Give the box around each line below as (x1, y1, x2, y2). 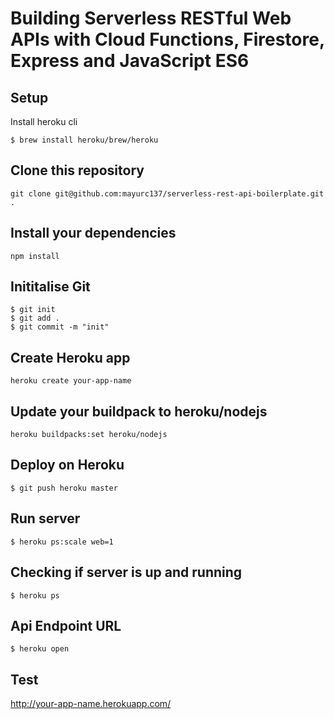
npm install (10, 251, 60, 261)
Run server (10, 510, 81, 527)
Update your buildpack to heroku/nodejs (10, 403, 268, 420)
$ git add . (10, 313, 60, 324)
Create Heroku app (10, 349, 131, 366)
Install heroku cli (10, 116, 78, 127)
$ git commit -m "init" (10, 322, 110, 332)
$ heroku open (10, 644, 70, 654)
